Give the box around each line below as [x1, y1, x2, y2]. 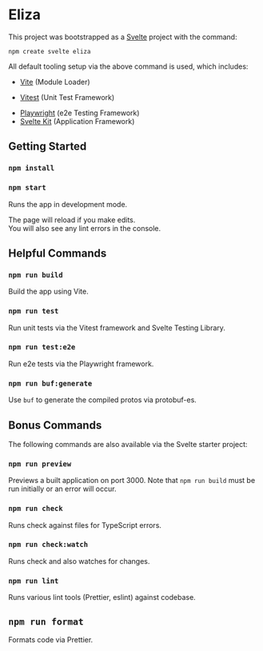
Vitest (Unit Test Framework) [19, 92, 115, 102]
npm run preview [8, 459, 72, 469]
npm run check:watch [8, 540, 89, 549]
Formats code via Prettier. [8, 634, 94, 645]
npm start [8, 183, 46, 193]
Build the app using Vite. [8, 286, 90, 297]
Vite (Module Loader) [19, 77, 90, 86]
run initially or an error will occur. [8, 484, 117, 493]
